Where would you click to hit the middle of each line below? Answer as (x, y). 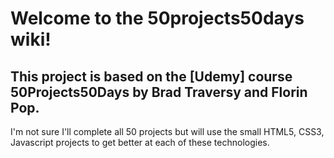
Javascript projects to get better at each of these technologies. (140, 142)
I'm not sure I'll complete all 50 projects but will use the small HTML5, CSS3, (167, 131)
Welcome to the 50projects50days (157, 18)
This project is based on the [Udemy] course (151, 76)
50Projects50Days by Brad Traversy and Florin (159, 92)
